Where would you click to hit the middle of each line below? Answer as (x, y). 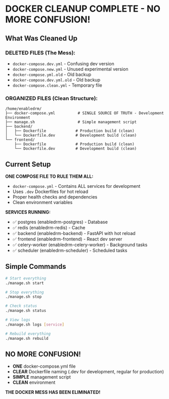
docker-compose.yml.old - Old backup (52, 74)
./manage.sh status (26, 311)
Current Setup (28, 164)
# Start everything (26, 278)
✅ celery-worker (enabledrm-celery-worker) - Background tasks (80, 245)
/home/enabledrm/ (24, 109)
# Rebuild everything (28, 334)
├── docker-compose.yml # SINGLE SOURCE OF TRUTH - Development (85, 113)
